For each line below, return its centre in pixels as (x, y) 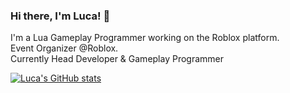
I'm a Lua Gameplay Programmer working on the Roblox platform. (145, 38)
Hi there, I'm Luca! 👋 (60, 16)
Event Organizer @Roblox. (64, 48)
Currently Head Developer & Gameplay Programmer (117, 59)
